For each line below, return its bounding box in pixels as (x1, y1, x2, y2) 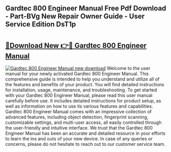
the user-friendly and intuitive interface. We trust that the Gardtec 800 (5, 125, 153, 131)
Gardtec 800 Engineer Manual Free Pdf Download (5, 4, 166, 13)
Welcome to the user (106, 65, 151, 71)
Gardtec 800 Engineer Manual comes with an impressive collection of (5, 109, 152, 114)
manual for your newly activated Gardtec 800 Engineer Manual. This (5, 71, 149, 77)
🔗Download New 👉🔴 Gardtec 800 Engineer (5, 41, 147, 50)
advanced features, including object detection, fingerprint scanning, (5, 114, 149, 120)
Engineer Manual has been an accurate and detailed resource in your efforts (5, 130, 166, 136)
